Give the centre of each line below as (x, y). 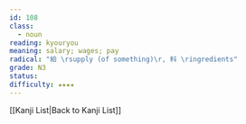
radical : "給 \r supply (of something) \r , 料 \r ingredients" (123, 59)
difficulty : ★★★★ (42, 84)
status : (24, 76)
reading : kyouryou (44, 43)
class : (22, 26)
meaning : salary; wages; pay (64, 51)
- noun (30, 34)
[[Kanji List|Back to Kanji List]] (66, 110)
